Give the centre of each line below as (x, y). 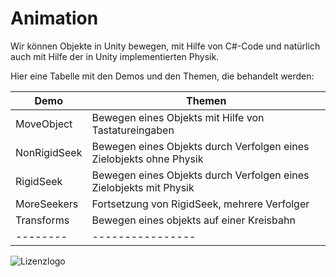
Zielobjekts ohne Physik (147, 159)
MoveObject (44, 124)
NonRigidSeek (49, 152)
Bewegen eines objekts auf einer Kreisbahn (193, 220)
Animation (54, 18)
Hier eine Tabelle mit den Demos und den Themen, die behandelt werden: (162, 76)
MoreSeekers (47, 204)
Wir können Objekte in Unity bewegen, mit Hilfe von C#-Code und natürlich (165, 46)
